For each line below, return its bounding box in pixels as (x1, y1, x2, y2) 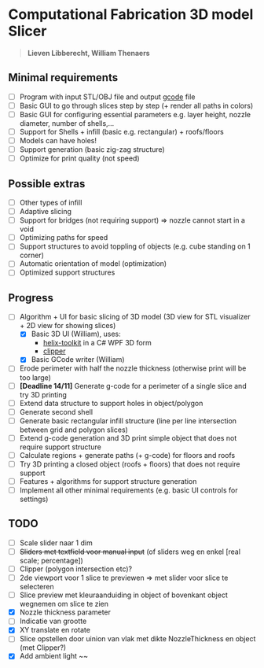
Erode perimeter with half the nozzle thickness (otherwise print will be (19, 364, 247, 373)
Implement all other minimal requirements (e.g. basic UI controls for (19, 485, 238, 495)
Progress (8, 291, 53, 304)
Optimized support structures (19, 268, 115, 277)
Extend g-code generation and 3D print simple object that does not (19, 433, 237, 442)
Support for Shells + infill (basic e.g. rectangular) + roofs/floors (19, 127, 224, 136)
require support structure (19, 442, 102, 452)
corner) (19, 250, 45, 260)
